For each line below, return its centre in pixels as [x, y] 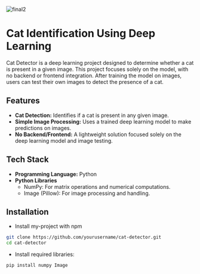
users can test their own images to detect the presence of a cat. [85, 82]
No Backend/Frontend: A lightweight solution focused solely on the [98, 134]
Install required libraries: [44, 254]
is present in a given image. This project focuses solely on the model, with [97, 69]
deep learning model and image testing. [64, 140]
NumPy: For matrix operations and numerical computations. [97, 186]
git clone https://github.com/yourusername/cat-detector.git [84, 237]
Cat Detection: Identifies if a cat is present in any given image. [92, 115]
